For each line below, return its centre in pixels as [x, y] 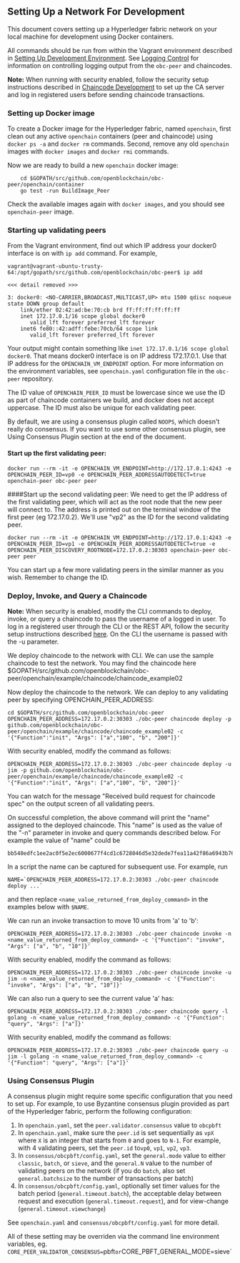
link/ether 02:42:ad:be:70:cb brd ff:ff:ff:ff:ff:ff [100, 310]
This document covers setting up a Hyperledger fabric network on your [112, 29]
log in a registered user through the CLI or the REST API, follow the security [118, 626]
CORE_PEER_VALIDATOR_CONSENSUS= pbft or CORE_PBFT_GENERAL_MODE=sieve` [120, 1252]
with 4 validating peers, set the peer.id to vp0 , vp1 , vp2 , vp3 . [104, 1148]
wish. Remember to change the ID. [58, 577]
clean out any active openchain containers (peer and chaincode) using [110, 136]
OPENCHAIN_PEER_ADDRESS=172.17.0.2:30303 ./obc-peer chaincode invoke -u [120, 972]
